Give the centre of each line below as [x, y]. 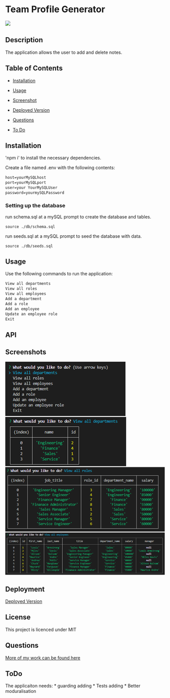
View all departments [28, 284]
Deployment [25, 589]
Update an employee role [31, 314]
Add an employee [22, 309]
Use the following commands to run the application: [59, 274]
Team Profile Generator [55, 9]
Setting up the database [35, 206]
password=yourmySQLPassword [35, 193]
